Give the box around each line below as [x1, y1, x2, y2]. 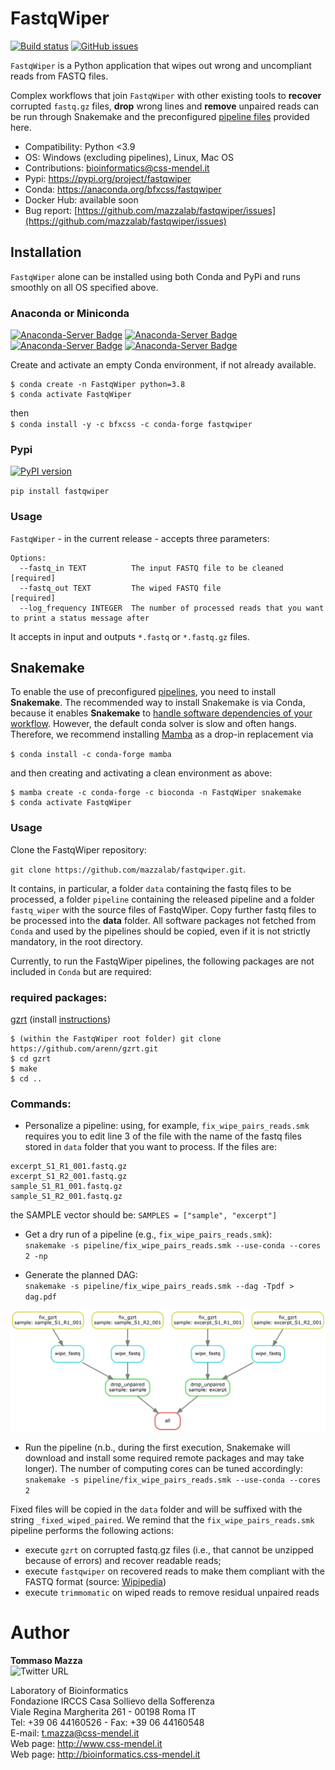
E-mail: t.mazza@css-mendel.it [10, 1727, 140, 1739]
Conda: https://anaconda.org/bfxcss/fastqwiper [24, 183, 222, 195]
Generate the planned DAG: [24, 1269, 138, 1281]
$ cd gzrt [10, 1054, 52, 1064]
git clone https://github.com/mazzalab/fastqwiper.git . [10, 863, 247, 875]
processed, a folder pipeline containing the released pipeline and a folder [10, 893, 315, 905]
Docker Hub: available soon [24, 193, 139, 206]
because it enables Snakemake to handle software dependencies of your [10, 707, 313, 719]
